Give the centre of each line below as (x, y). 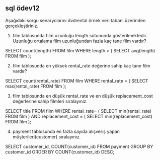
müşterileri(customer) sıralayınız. (47, 137)
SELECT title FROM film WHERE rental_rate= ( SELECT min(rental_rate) (78, 111)
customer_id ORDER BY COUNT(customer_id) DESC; (60, 152)
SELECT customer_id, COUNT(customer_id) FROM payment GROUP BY (79, 146)
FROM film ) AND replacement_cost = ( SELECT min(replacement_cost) (79, 116)
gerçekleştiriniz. (22, 26)
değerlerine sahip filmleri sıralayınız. (50, 101)
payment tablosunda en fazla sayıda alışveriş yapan (66, 131)
